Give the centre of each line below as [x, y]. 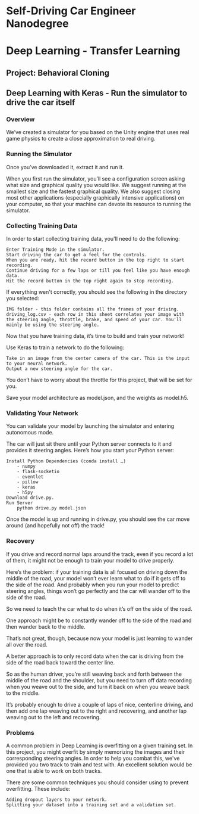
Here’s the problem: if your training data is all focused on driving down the [97, 572]
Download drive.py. [30, 498]
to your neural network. [37, 364]
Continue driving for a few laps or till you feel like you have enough [98, 271]
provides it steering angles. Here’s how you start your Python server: [90, 451]
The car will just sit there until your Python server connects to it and [89, 444]
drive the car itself [41, 102]
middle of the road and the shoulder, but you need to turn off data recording [99, 680]
